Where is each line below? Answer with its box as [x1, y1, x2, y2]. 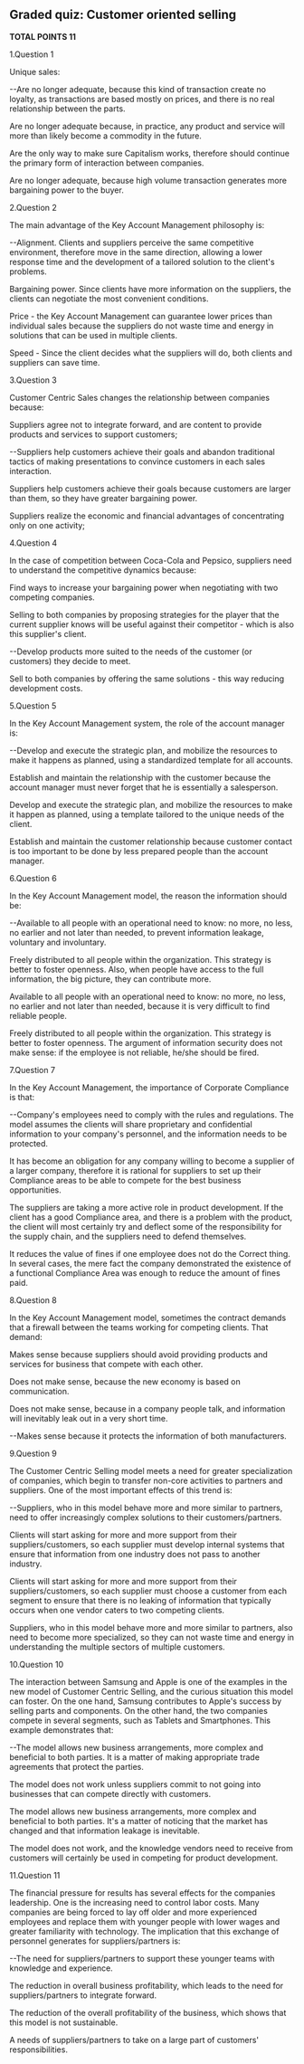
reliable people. [9, 1010, 68, 1021]
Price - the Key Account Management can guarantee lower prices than [9, 310, 273, 321]
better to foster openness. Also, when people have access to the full [9, 964, 264, 975]
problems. [9, 266, 47, 277]
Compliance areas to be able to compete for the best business [9, 1175, 242, 1185]
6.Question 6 [9, 872, 57, 883]
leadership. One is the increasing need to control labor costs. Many [9, 1897, 260, 1907]
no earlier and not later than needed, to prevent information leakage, [9, 927, 264, 937]
